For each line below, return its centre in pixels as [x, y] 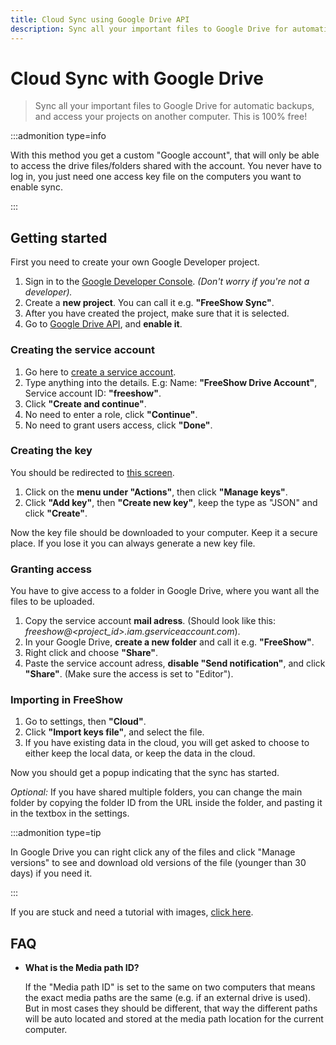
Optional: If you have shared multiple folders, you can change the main [156, 792]
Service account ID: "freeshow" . [93, 393]
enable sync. [36, 187]
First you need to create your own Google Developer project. [135, 262]
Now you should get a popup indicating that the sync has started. [145, 773]
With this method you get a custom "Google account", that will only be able [165, 155]
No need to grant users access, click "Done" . [118, 425]
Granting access [51, 569]
